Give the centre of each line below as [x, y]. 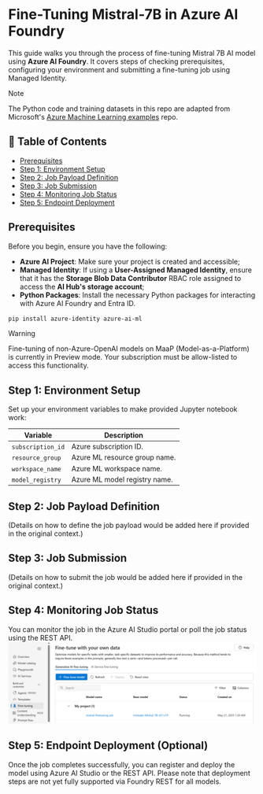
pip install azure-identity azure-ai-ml [76, 319]
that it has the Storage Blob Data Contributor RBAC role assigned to [130, 278]
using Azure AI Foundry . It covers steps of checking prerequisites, [117, 61]
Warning [22, 334]
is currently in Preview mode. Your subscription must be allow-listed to [123, 357]
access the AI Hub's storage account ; [82, 286]
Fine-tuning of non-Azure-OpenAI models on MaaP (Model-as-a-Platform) [129, 349]
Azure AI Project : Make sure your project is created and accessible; [130, 261]
